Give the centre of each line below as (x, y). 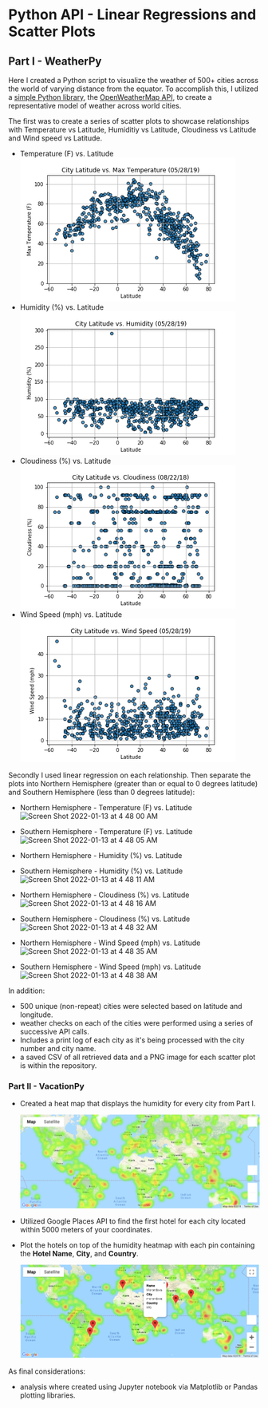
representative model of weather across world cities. (95, 106)
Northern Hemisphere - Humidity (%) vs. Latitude (101, 855)
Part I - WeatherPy (55, 61)
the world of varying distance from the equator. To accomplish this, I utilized (134, 89)
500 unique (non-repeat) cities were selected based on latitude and (131, 1006)
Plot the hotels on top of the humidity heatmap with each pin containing (137, 1245)
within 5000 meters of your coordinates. (86, 1229)
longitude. (36, 1014)
